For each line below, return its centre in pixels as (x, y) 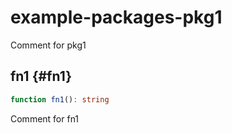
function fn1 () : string (60, 99)
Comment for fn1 (45, 118)
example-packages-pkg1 (116, 17)
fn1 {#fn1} (41, 76)
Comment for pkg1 (48, 45)
